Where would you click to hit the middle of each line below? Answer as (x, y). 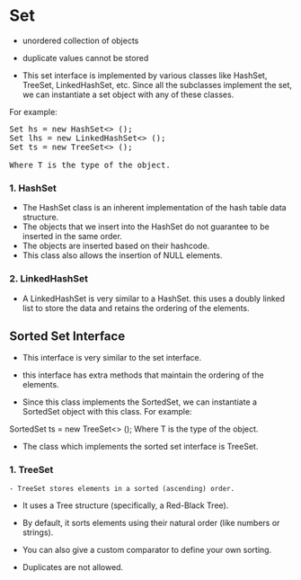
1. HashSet (33, 188)
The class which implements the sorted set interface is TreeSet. (140, 447)
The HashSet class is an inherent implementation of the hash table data (154, 208)
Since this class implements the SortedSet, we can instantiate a (140, 402)
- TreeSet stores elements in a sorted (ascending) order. (122, 488)
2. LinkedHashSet (49, 279)
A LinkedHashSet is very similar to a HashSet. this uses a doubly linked (154, 299)
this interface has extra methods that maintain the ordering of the (143, 375)
